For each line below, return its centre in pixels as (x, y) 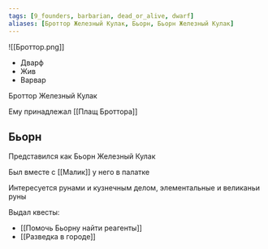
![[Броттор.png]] (37, 46)
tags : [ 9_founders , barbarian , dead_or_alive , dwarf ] (102, 16)
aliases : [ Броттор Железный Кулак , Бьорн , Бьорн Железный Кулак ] (121, 24)
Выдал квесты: (34, 212)
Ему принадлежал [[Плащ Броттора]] (73, 111)
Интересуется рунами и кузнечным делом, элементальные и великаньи (134, 188)
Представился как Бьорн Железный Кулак (82, 156)
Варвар (33, 80)
